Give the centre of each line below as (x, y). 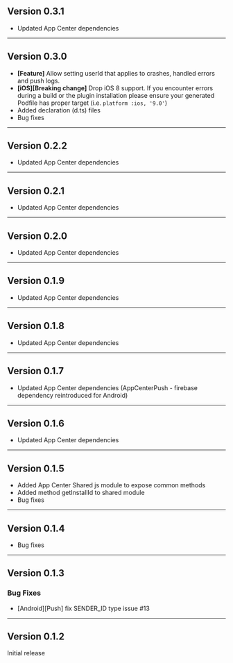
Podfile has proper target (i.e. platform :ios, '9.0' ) (92, 103)
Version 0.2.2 (37, 146)
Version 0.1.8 (36, 326)
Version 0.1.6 (36, 423)
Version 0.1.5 (36, 468)
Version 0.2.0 (37, 236)
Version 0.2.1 (36, 191)
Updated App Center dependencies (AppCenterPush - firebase (107, 387)
